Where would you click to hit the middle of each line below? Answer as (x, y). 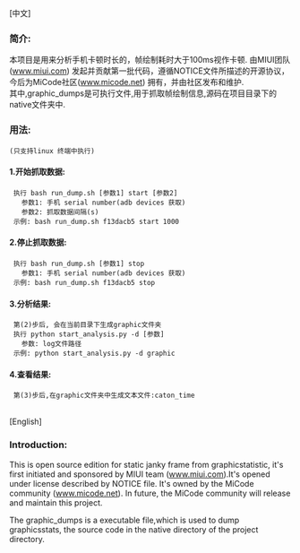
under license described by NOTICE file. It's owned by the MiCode (132, 483)
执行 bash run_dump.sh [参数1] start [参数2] (95, 193)
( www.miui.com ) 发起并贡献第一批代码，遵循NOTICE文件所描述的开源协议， (149, 71)
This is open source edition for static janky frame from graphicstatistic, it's (146, 464)
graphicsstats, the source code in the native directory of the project (134, 529)
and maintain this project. (56, 502)
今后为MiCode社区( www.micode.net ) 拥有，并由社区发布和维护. (127, 82)
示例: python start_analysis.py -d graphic (94, 354)
